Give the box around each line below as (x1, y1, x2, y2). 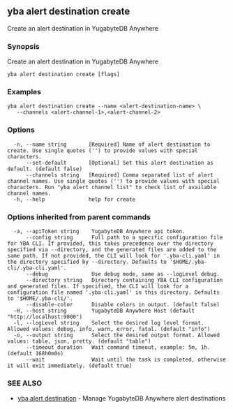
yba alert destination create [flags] (7, 71, 120, 78)
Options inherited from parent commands (7, 212, 151, 222)
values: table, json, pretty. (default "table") (7, 338, 151, 345)
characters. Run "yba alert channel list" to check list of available (7, 184, 217, 191)
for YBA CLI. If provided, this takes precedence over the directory (7, 240, 214, 247)
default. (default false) (7, 165, 82, 172)
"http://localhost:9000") (7, 313, 82, 320)
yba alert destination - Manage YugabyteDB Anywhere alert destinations (17, 394, 226, 403)
